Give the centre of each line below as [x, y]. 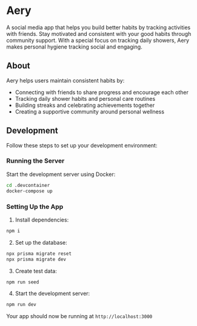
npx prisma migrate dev [36, 259]
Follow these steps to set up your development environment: [82, 145]
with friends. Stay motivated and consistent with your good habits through [99, 33]
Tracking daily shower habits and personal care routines [85, 98]
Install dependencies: [42, 220]
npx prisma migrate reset [39, 253]
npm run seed [23, 282]
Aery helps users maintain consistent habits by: [65, 80]
